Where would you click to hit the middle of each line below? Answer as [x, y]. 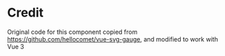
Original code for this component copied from [72, 32]
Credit [25, 13]
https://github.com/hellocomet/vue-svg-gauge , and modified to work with [112, 39]
